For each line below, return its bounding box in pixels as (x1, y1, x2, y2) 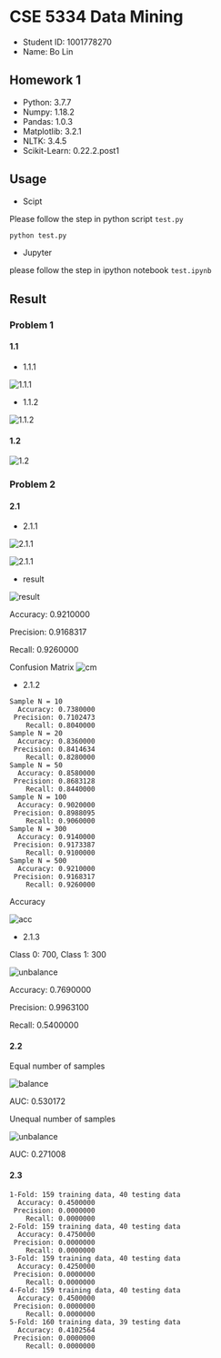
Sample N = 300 (9, 825, 67, 834)
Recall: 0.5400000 (9, 1019, 79, 1030)
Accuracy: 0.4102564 (17, 1325, 95, 1334)
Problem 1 (9, 319, 55, 331)
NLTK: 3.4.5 (22, 135, 67, 147)
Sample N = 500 (9, 856, 67, 866)
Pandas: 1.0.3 (22, 116, 73, 127)
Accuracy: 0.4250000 (17, 1262, 95, 1271)
